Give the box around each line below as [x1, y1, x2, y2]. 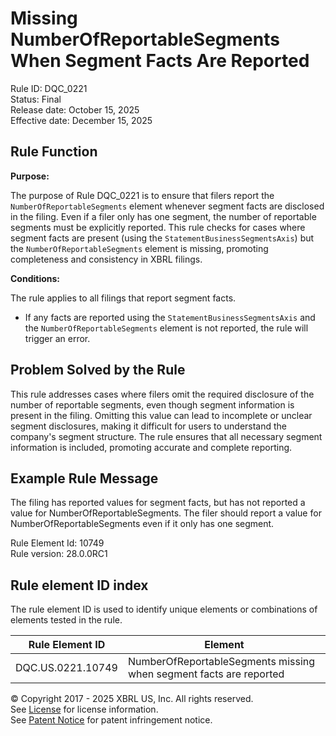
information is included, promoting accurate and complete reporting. [10, 441, 293, 453]
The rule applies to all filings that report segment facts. [10, 292, 237, 304]
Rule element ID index [10, 577, 149, 594]
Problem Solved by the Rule [10, 362, 186, 379]
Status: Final [10, 93, 62, 105]
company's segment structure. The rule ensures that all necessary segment [10, 430, 323, 442]
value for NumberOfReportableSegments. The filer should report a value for [10, 507, 322, 519]
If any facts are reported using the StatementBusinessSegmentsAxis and [24, 311, 316, 323]
